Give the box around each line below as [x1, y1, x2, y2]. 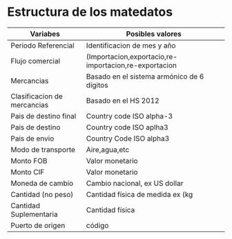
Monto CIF [10, 167, 45, 176]
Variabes [30, 29, 61, 39]
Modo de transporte [10, 145, 76, 154]
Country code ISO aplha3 [86, 122, 168, 132]
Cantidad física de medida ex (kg [86, 189, 193, 199]
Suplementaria [10, 209, 58, 219]
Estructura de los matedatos [7, 4, 173, 20]
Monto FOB [10, 156, 48, 165]
